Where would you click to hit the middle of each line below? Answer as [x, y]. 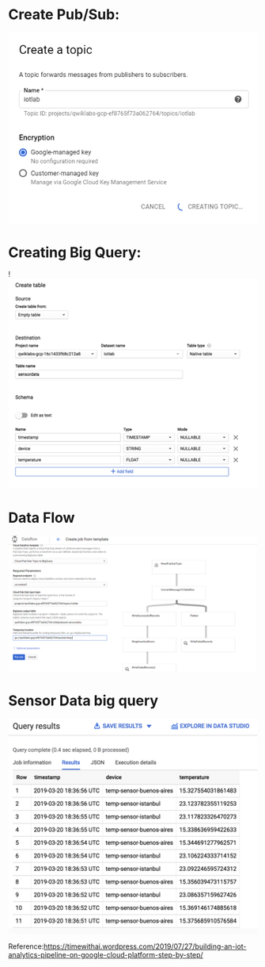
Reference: [26, 946]
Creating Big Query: [75, 252]
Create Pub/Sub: [64, 15]
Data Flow [42, 518]
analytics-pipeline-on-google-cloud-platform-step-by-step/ [106, 954]
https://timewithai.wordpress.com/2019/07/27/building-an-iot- [145, 946]
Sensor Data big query [83, 701]
